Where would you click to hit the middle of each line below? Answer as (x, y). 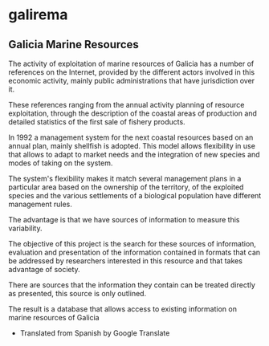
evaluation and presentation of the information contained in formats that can (134, 252)
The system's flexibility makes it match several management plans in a (125, 179)
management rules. (40, 204)
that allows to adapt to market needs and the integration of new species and (134, 155)
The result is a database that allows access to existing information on (122, 309)
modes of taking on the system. (61, 163)
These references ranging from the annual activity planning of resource (126, 105)
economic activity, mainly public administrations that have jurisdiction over (132, 81)
